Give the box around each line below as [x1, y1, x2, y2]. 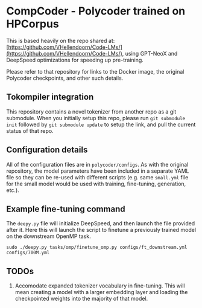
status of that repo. [6, 127, 54, 134]
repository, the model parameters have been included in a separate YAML [6, 167, 189, 175]
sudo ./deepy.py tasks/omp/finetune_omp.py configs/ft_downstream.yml [6, 245, 188, 251]
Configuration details [6, 145, 88, 155]
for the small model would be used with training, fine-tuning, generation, [6, 180, 186, 187]
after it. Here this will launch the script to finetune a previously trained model [6, 226, 197, 234]
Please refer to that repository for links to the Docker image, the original [6, 68, 185, 75]
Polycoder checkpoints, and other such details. [6, 74, 124, 82]
